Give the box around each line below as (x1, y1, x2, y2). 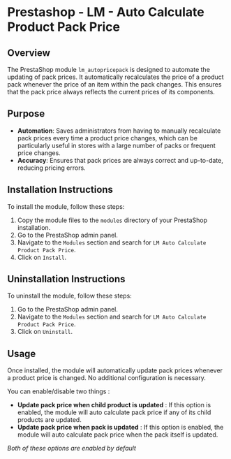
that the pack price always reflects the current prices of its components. (7, 88, 215, 96)
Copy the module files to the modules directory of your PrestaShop (17, 216, 208, 224)
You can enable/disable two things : (7, 387, 110, 395)
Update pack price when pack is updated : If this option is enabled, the (17, 423, 224, 432)
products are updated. (17, 416, 82, 424)
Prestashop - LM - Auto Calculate (7, 4, 204, 20)
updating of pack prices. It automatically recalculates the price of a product (7, 73, 225, 81)
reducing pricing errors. (17, 163, 86, 172)
